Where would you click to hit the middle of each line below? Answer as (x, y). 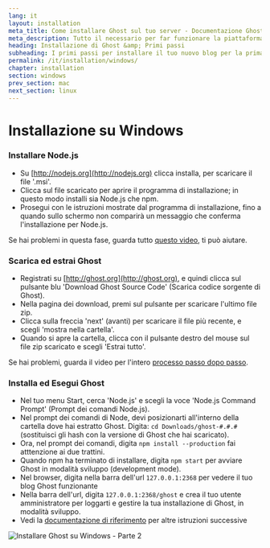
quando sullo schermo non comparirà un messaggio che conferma (130, 216)
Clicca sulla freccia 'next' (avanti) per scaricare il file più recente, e (131, 321)
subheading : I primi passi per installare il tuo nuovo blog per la (125, 53)
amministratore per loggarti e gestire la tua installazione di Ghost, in (132, 503)
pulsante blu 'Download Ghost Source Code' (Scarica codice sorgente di (140, 287)
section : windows (37, 76)
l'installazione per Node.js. (64, 224)
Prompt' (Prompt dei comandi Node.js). (85, 409)
